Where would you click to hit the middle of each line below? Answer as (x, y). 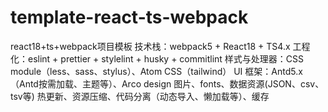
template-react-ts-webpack (129, 17)
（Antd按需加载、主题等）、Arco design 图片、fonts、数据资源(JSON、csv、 (167, 83)
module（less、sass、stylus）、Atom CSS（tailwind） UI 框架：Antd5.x (156, 71)
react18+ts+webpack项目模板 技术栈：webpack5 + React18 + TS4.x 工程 (160, 46)
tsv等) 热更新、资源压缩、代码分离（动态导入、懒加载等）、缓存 (140, 96)
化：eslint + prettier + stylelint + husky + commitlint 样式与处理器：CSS (157, 58)
